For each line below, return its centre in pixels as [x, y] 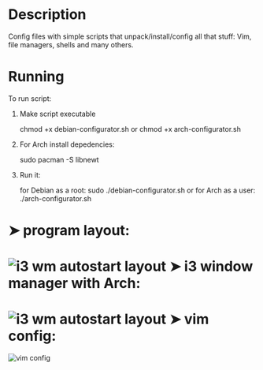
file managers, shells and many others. [71, 44]
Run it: [30, 174]
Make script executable [57, 114]
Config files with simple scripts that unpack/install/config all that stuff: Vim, [130, 36]
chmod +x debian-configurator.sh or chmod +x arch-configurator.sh [130, 129]
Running [36, 77]
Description [47, 15]
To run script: [30, 98]
